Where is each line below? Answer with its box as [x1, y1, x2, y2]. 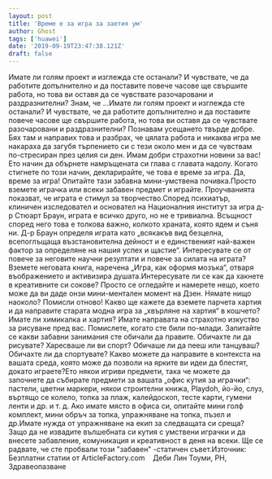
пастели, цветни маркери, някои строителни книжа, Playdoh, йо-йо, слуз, [8, 384, 264, 393]
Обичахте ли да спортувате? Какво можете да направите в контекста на [8, 349, 261, 358]
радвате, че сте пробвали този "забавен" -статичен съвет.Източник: [8, 445, 247, 454]
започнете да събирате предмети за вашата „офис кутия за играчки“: [8, 376, 251, 385]
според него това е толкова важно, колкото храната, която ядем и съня [8, 219, 258, 229]
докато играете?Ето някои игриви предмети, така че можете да [8, 367, 231, 376]
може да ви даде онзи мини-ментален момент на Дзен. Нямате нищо [8, 288, 252, 298]
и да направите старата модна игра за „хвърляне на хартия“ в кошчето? [8, 306, 261, 315]
